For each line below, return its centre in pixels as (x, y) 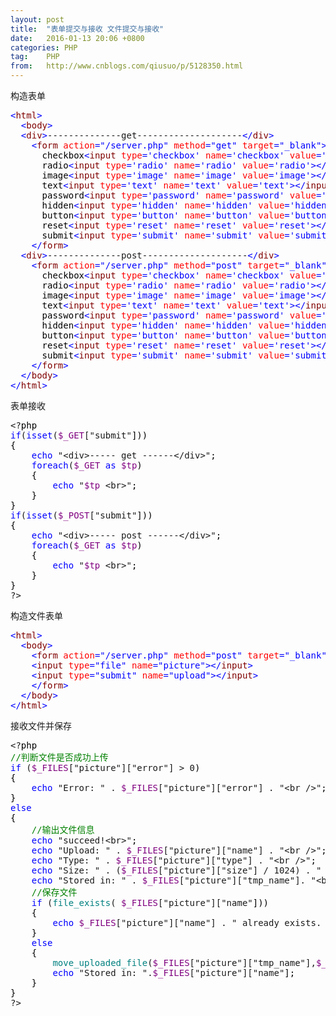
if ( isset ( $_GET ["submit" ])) (79, 435)
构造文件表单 (36, 615)
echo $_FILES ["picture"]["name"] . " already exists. (187, 922)
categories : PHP (44, 47)
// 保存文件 (54, 892)
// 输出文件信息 (63, 829)
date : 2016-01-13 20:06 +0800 (77, 38)
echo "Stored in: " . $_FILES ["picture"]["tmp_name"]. (169, 880)
